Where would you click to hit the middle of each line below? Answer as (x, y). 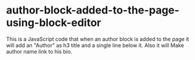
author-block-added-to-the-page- (93, 10)
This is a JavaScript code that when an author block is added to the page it (98, 39)
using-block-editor (54, 23)
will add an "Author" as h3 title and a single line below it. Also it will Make (95, 45)
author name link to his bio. (39, 51)
